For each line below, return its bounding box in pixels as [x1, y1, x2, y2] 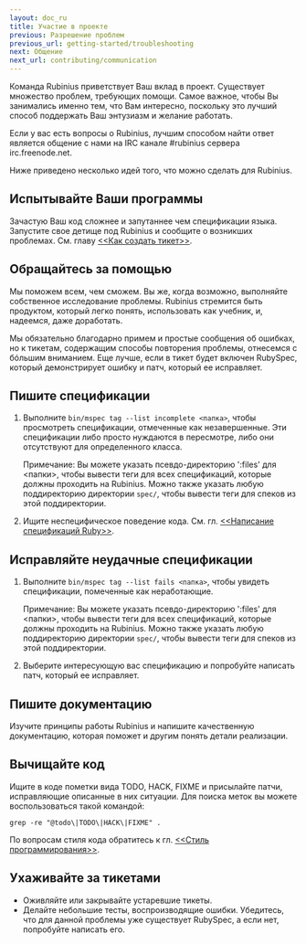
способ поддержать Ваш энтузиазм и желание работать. [9, 111, 233, 121]
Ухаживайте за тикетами [9, 870, 162, 886]
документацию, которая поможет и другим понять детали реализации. [9, 730, 289, 741]
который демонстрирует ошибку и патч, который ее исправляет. [9, 362, 263, 373]
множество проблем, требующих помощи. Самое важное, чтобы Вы [9, 90, 279, 101]
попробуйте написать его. [22, 924, 126, 935]
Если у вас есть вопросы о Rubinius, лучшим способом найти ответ [9, 128, 275, 138]
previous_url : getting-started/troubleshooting [9, 38, 195, 48]
